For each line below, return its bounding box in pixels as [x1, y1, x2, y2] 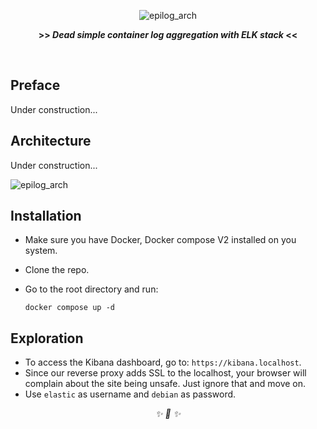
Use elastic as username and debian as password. [24, 388, 237, 400]
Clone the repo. [24, 264, 90, 276]
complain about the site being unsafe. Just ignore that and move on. [24, 378, 307, 390]
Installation [10, 208, 82, 225]
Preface [10, 77, 61, 94]
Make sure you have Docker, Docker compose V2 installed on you [24, 234, 297, 246]
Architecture [10, 133, 92, 150]
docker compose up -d [24, 303, 115, 313]
